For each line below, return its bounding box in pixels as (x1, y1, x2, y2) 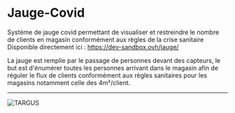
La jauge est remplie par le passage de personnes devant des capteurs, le (7, 56, 221, 64)
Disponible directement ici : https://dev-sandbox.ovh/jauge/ (7, 43, 180, 51)
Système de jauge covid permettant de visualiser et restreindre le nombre (7, 28, 220, 36)
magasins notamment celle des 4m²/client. (7, 78, 131, 86)
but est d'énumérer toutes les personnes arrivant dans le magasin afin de (7, 63, 219, 72)
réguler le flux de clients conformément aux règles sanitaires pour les (7, 71, 208, 80)
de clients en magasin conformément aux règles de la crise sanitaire (7, 35, 204, 43)
